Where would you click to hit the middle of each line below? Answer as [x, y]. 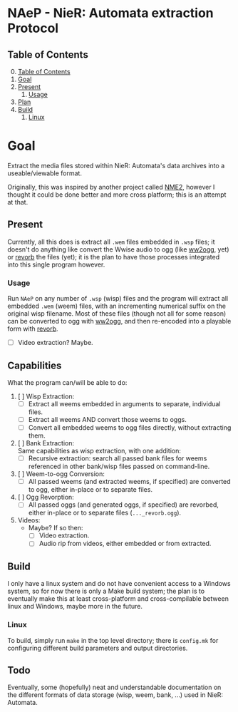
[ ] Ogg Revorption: [46, 497]
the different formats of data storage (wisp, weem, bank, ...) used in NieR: [115, 695]
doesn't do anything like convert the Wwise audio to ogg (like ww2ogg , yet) [118, 249]
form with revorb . [33, 329]
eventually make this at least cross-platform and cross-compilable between [118, 599]
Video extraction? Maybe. [56, 343]
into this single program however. [56, 264]
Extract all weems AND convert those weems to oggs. [107, 419]
